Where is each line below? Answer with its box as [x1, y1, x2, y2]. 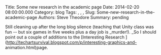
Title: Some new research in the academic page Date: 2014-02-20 [5, 4, 139, 10]
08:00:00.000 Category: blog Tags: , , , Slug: [5, 9, 96, 15]
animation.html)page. [5, 45, 48, 50]
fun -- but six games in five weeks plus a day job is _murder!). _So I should [5, 29, 157, 35]
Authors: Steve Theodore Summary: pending [38, 15, 129, 20]
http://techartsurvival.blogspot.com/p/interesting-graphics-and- [6, 39, 137, 45]
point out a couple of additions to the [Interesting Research [5, 34, 125, 40]
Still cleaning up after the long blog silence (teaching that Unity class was [5, 24, 154, 30]
